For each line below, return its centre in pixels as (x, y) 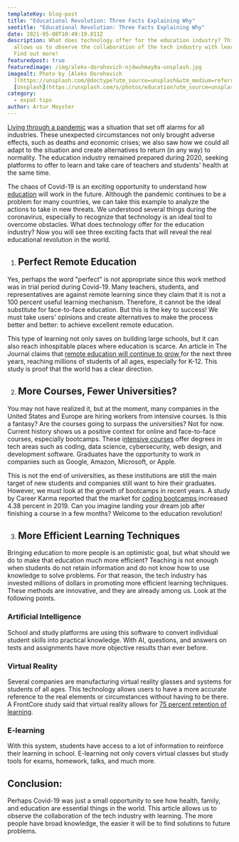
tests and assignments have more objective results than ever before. (108, 647)
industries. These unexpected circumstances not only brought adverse (111, 135)
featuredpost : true (36, 61)
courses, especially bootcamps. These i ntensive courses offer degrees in (115, 439)
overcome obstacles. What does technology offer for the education (106, 224)
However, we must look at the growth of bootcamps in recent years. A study (119, 490)
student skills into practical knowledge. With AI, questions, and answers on (117, 640)
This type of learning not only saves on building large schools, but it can (113, 338)
